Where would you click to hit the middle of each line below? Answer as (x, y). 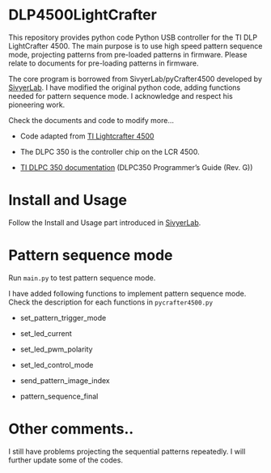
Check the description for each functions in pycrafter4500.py (110, 302)
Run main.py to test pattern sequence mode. (82, 278)
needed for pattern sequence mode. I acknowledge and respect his (121, 96)
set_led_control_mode (57, 364)
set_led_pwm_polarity (56, 349)
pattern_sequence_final (59, 396)
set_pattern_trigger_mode (63, 317)
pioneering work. (37, 104)
